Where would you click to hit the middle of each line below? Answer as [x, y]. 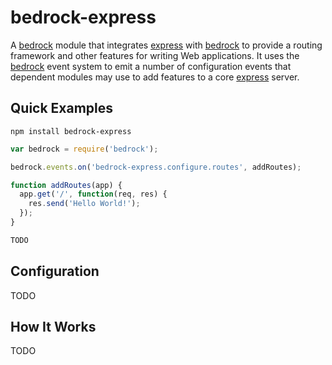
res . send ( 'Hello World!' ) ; [84, 204]
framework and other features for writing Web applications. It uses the [155, 55]
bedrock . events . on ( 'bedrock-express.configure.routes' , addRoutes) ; [156, 167]
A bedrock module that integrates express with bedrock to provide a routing [166, 45]
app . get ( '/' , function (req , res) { [93, 194]
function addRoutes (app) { [66, 185]
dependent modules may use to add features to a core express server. [155, 77]
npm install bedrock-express [71, 131]
